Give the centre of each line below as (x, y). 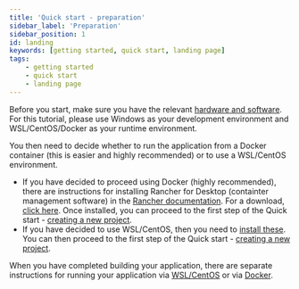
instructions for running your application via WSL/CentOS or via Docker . (141, 275)
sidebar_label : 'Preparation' (66, 26)
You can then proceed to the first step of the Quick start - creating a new (156, 238)
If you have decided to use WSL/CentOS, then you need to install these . (154, 229)
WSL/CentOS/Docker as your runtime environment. (104, 128)
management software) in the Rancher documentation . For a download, (153, 201)
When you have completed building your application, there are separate (141, 265)
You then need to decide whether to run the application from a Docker (138, 145)
